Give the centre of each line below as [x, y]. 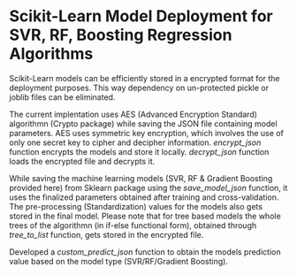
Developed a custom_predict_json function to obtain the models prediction [145, 252]
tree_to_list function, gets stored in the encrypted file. [107, 234]
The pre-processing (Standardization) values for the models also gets [136, 206]
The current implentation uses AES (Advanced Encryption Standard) [133, 114]
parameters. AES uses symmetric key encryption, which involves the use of [147, 133]
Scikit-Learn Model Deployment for [141, 16]
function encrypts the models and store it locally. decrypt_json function [139, 151]
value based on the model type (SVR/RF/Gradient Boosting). [118, 261]
